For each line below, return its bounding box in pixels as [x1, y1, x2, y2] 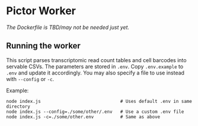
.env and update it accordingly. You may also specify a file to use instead [6, 69, 185, 76]
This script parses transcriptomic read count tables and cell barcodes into [6, 56, 187, 63]
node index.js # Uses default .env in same [6, 98, 193, 104]
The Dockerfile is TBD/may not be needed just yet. [6, 24, 129, 31]
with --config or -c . [6, 75, 55, 82]
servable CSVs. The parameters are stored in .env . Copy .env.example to [6, 63, 184, 70]
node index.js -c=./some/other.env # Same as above [6, 114, 161, 119]
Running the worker [6, 41, 81, 51]
